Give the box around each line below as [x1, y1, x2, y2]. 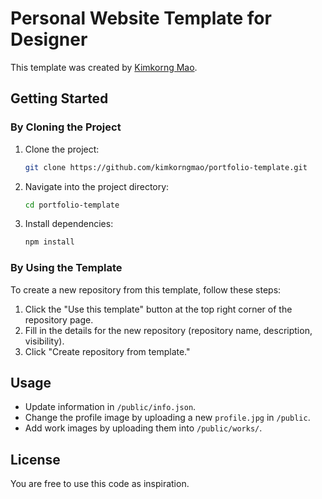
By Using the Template [10, 261, 123, 275]
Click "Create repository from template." [24, 345, 191, 357]
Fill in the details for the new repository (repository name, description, [24, 324, 313, 336]
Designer [10, 28, 88, 51]
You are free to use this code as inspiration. [10, 478, 190, 490]
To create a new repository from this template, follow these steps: [10, 283, 282, 296]
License [10, 451, 61, 468]
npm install [24, 237, 75, 247]
